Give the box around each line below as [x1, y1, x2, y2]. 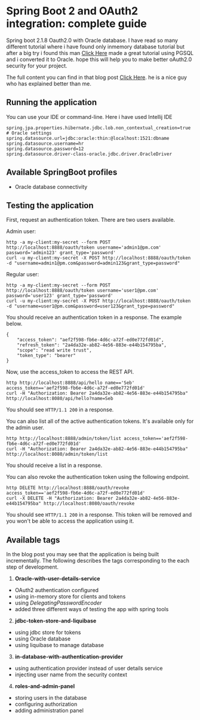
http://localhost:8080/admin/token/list [6, 451, 109, 457]
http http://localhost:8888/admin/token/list [6, 435, 121, 442]
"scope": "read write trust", [17, 347, 93, 353]
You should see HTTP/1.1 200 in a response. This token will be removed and [6, 511, 192, 518]
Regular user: [6, 271, 39, 278]
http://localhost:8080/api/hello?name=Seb [6, 396, 113, 402]
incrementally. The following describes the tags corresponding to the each [6, 557, 190, 565]
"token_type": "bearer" [17, 353, 76, 359]
